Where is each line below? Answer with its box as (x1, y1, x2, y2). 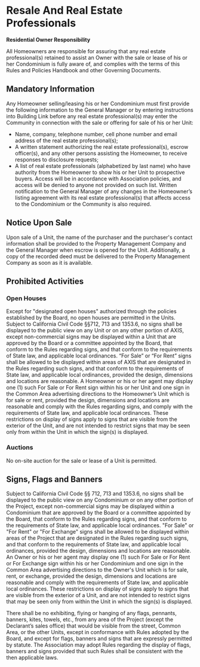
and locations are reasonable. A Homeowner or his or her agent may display (6, 378, 193, 385)
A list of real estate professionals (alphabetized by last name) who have (14, 162, 191, 169)
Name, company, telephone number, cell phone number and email (14, 130, 177, 137)
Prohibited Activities (6, 276, 84, 286)
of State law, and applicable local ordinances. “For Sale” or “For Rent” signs (6, 352, 192, 359)
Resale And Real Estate (6, 4, 123, 17)
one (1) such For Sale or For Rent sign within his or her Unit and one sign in (6, 384, 190, 391)
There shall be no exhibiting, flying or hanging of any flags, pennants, (6, 610, 177, 617)
